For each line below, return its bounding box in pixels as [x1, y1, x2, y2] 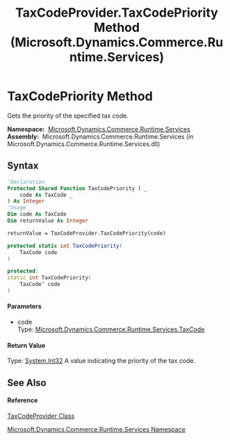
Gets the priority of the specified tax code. [7, 111, 129, 120]
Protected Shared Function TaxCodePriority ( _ [7, 184, 148, 192]
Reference [7, 396, 38, 404]
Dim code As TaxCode [7, 211, 67, 218]
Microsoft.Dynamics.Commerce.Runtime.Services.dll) [7, 139, 161, 148]
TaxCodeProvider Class [7, 411, 75, 420]
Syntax [7, 160, 39, 172]
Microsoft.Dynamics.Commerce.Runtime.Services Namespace [7, 425, 186, 433]
